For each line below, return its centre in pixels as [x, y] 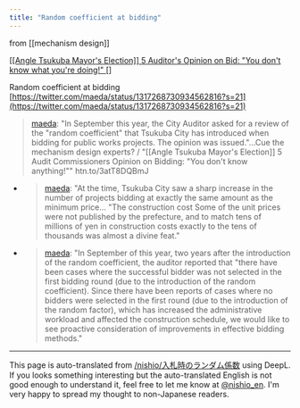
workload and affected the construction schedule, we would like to [167, 319]
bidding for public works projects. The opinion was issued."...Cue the [158, 142]
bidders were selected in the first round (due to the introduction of [166, 300]
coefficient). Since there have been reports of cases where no [158, 290]
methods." [63, 338]
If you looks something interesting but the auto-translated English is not [141, 375]
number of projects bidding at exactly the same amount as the [159, 197]
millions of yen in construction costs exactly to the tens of [150, 226]
